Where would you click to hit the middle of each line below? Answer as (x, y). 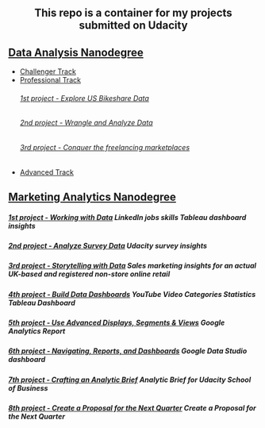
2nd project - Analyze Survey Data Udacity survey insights (108, 245)
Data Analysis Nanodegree (76, 52)
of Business (28, 388)
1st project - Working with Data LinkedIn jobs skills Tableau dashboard (127, 217)
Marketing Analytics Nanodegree (92, 197)
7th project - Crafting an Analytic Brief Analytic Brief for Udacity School (130, 380)
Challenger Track (48, 71)
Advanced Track (46, 172)
